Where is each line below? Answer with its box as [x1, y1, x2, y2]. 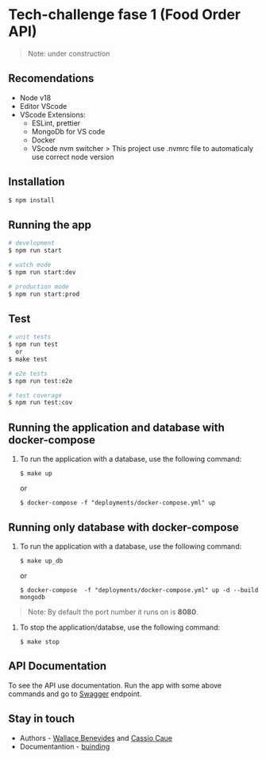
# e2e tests [8, 370, 48, 378]
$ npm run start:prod [8, 290, 80, 298]
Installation [8, 175, 65, 188]
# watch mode [8, 261, 52, 269]
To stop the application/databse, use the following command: [19, 622, 221, 632]
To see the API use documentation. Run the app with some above [8, 680, 222, 690]
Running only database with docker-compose [8, 521, 240, 534]
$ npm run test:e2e [8, 377, 73, 385]
